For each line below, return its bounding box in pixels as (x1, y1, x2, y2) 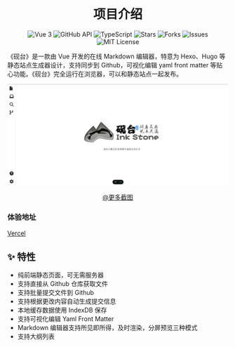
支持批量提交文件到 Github (17, 289, 95, 297)
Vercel (7, 229, 26, 237)
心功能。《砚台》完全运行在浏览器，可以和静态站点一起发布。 (7, 70, 182, 78)
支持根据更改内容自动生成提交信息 (17, 297, 116, 306)
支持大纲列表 (17, 332, 55, 341)
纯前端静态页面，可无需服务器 (17, 271, 104, 280)
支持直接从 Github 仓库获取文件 (17, 280, 109, 288)
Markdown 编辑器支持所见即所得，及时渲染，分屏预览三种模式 (17, 324, 198, 332)
